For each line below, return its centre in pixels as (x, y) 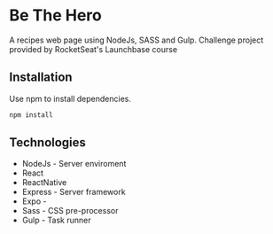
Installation (41, 78)
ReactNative (44, 183)
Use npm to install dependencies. (70, 98)
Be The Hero (55, 16)
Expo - (34, 201)
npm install (31, 115)
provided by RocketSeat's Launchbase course (94, 49)
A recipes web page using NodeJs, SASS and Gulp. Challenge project (136, 40)
